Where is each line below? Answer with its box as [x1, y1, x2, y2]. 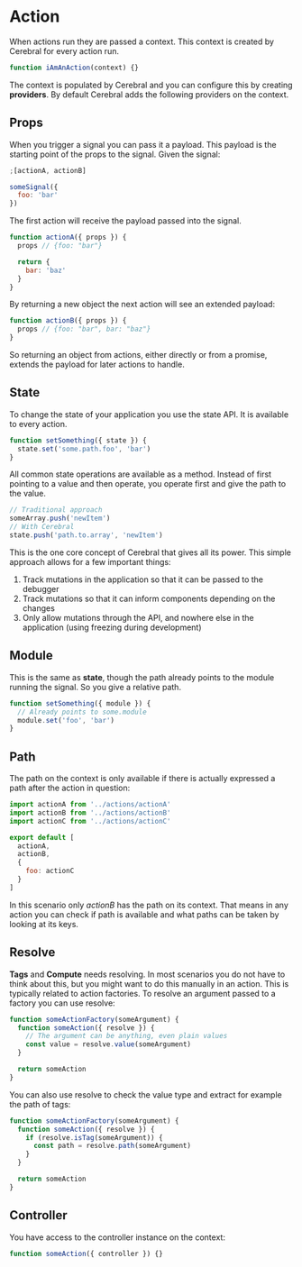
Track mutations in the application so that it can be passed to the [22, 574, 264, 585]
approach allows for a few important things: [9, 556, 171, 567]
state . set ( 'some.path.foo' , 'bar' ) [17, 444, 151, 453]
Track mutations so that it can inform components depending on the [22, 593, 276, 604]
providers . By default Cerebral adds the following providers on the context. [9, 88, 289, 100]
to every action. [9, 418, 68, 429]
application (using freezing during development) [22, 622, 202, 633]
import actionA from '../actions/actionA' [9, 800, 171, 809]
